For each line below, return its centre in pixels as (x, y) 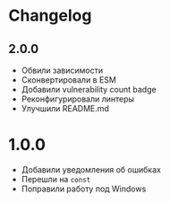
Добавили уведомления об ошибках (91, 169)
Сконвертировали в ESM (69, 80)
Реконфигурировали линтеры (78, 99)
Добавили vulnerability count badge (89, 89)
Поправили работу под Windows (84, 189)
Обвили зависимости (62, 70)
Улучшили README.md (65, 108)
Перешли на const (56, 179)
